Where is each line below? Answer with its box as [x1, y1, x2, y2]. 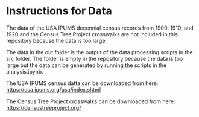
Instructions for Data [6, 4, 113, 18]
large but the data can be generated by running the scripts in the [6, 62, 167, 69]
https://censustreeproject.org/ [6, 104, 81, 111]
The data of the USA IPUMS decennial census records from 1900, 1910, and [6, 24, 194, 31]
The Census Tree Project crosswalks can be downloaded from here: [6, 98, 175, 105]
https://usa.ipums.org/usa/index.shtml [6, 86, 101, 93]
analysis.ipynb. [6, 68, 43, 75]
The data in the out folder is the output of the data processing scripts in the [6, 48, 193, 55]
